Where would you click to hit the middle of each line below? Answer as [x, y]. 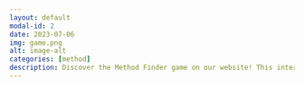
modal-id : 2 [32, 26]
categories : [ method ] [50, 59]
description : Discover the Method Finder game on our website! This [141, 68]
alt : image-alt [38, 51]
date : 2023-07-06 [42, 34]
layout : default [40, 17]
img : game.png [36, 43]
